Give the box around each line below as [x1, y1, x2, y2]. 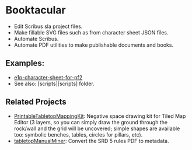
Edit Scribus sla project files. [13, 23, 83, 30]
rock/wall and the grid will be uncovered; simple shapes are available [13, 125, 180, 132]
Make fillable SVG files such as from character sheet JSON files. [13, 29, 169, 36]
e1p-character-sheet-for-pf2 [13, 74, 83, 81]
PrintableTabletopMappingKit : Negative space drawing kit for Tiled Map [13, 112, 186, 120]
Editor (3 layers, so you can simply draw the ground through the [13, 118, 167, 125]
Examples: [5, 58, 45, 68]
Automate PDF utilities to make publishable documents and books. [13, 41, 173, 48]
